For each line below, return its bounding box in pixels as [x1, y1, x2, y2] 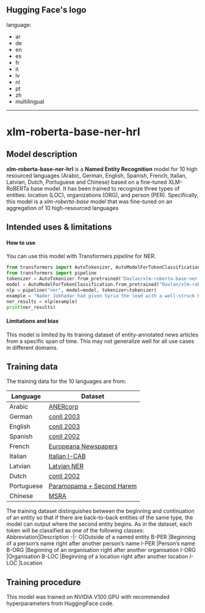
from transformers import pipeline [6, 270, 97, 277]
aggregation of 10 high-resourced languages [6, 204, 119, 211]
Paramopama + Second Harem [48, 482, 137, 490]
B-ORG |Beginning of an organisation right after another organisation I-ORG [6, 546, 196, 554]
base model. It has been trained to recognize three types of [30, 184, 180, 192]
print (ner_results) [6, 304, 56, 310]
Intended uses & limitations [6, 222, 112, 233]
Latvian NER [48, 462, 84, 471]
